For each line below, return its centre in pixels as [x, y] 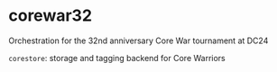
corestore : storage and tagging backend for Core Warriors [117, 58]
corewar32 [50, 16]
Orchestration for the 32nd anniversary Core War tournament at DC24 [138, 40]
